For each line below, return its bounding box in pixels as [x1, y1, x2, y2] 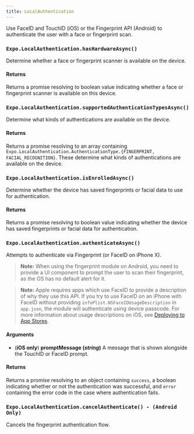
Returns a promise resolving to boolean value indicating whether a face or [6, 84, 184, 91]
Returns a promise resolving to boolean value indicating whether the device [6, 219, 188, 226]
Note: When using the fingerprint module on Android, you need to [20, 263, 179, 270]
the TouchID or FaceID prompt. [14, 350, 89, 357]
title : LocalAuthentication [6, 8, 75, 15]
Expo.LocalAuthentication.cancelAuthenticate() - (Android [6, 404, 177, 410]
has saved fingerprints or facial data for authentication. [6, 225, 138, 232]
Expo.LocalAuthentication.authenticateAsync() [6, 240, 141, 246]
